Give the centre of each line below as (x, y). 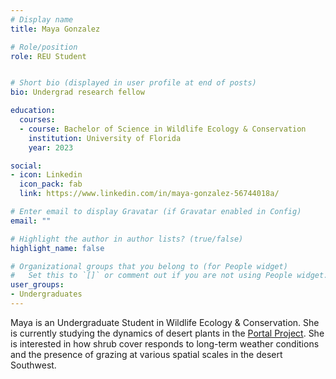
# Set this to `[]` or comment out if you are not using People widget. (169, 276)
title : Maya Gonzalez (55, 29)
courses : (37, 120)
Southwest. (33, 365)
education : (33, 111)
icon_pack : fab (51, 184)
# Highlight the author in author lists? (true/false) (127, 239)
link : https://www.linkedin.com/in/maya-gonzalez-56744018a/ (149, 194)
